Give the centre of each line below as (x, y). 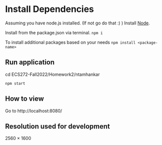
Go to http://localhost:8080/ (34, 111)
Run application (30, 63)
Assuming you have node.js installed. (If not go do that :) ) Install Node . (78, 23)
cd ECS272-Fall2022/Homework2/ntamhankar (53, 74)
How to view (25, 99)
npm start (15, 83)
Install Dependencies (50, 9)
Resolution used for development (57, 126)
